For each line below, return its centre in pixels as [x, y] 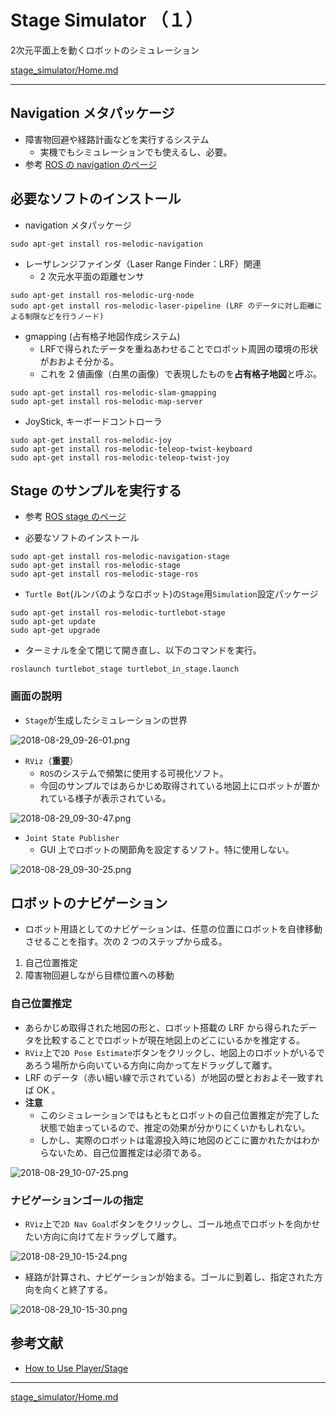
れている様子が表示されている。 [105, 798]
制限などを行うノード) [64, 316]
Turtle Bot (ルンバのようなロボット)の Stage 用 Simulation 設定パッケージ [171, 594]
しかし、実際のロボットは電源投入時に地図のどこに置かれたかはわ [175, 1140]
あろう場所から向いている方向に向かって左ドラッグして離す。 [151, 1065]
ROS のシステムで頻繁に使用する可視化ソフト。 [134, 773]
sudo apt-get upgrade [55, 631]
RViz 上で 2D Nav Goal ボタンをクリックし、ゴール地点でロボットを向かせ [172, 1224]
